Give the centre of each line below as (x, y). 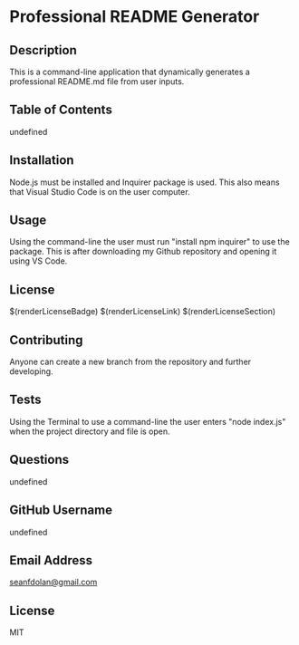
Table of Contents (61, 110)
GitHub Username (61, 510)
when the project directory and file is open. (90, 431)
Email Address (51, 560)
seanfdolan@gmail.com (53, 582)
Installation (42, 160)
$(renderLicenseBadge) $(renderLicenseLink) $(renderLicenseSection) (143, 312)
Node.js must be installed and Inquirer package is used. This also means (145, 182)
